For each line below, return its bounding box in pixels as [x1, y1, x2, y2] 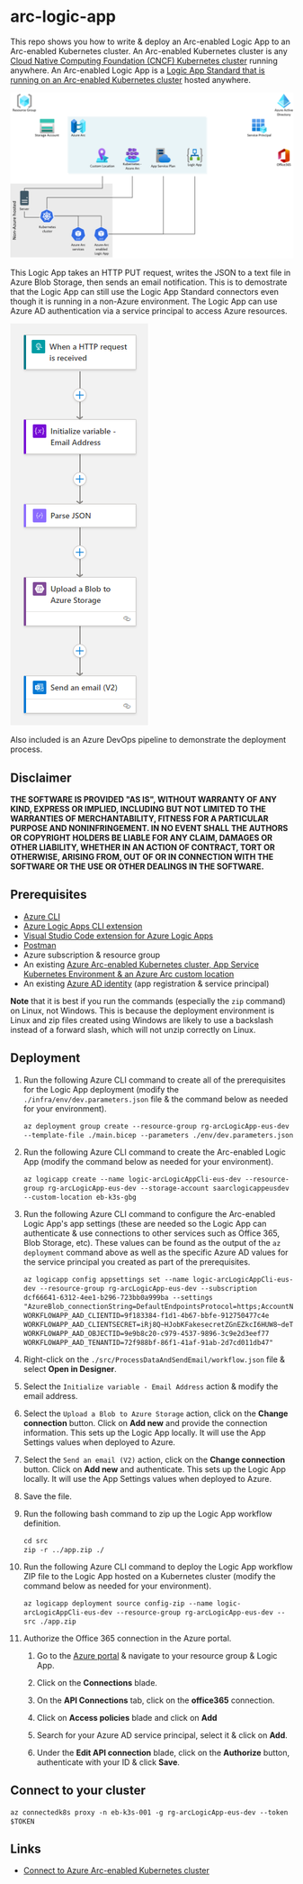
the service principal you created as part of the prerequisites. [22, 1256, 251, 1267]
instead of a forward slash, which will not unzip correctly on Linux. [10, 1024, 256, 1035]
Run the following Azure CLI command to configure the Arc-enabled [22, 1208, 276, 1219]
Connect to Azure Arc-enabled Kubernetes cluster [22, 1865, 210, 1876]
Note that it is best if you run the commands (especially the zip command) [10, 995, 286, 1006]
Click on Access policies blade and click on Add [36, 1712, 218, 1723]
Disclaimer [10, 770, 72, 785]
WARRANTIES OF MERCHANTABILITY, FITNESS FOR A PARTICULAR [10, 813, 269, 824]
